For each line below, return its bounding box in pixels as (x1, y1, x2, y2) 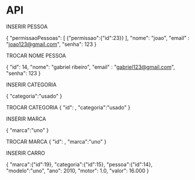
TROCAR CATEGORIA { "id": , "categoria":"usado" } (6, 104, 130, 111)
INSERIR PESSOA (6, 23, 48, 30)
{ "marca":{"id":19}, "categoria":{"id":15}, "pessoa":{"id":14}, (6, 161, 153, 168)
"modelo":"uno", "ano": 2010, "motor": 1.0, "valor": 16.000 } (6, 167, 149, 174)
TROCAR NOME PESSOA (6, 52, 66, 59)
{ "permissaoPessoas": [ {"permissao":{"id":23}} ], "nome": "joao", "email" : (6, 34, 190, 41)
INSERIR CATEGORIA (6, 81, 57, 88)
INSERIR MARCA (6, 115, 46, 122)
